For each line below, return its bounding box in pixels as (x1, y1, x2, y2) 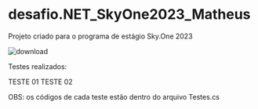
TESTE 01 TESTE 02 (8, 77, 73, 86)
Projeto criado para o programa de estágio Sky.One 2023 (8, 31, 194, 41)
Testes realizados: (8, 61, 67, 71)
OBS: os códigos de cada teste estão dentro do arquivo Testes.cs (8, 92, 220, 101)
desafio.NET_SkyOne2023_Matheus (8, 5, 251, 24)
